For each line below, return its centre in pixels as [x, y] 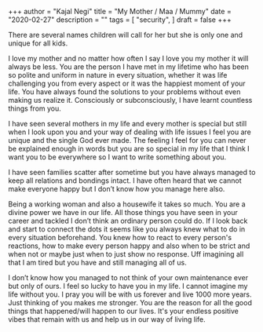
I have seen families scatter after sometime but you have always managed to [132, 172]
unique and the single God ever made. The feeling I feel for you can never [127, 140]
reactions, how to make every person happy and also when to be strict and [129, 246]
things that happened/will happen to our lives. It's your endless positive [124, 311]
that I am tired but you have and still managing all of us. [97, 263]
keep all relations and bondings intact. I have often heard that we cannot [125, 181]
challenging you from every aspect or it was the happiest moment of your [127, 83]
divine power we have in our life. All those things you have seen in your [123, 212]
